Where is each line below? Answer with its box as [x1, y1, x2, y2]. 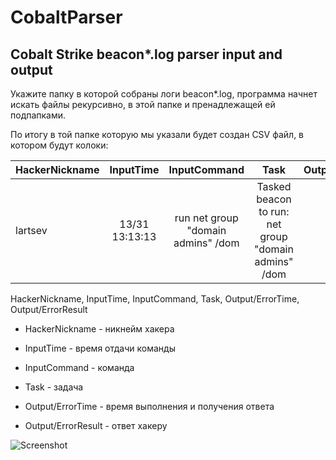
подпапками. [10, 109, 67, 121]
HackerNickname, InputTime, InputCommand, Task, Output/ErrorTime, [10, 293, 300, 305]
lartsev [15, 224, 48, 237]
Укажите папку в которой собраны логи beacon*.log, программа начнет [10, 88, 318, 100]
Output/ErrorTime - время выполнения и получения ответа [24, 401, 275, 412]
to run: [258, 205, 290, 218]
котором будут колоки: [10, 139, 109, 151]
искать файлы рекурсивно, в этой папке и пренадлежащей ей [10, 99, 276, 110]
